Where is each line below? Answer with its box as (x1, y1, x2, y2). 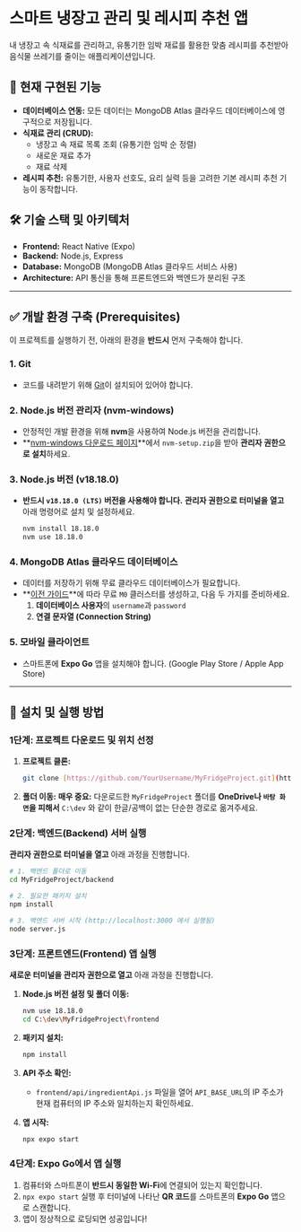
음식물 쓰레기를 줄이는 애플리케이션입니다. (9, 50, 156, 61)
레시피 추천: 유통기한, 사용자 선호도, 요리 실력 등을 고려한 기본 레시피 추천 (21, 172, 278, 183)
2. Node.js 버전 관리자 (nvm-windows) (9, 404, 175, 416)
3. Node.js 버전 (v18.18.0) (9, 473, 119, 485)
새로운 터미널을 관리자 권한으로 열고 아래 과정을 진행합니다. (9, 970, 213, 981)
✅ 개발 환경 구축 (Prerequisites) (9, 309, 181, 324)
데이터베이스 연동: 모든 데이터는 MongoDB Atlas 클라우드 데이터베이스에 (21, 105, 276, 116)
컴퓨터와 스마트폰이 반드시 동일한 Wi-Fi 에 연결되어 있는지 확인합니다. (21, 1179, 262, 1190)
